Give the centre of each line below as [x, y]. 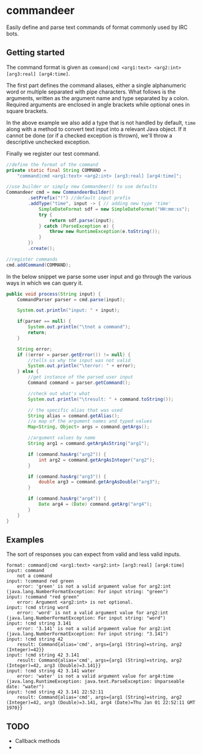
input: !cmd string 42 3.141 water [51, 671]
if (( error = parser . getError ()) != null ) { [74, 355]
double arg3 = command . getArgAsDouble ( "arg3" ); [99, 482]
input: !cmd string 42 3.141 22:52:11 [55, 692]
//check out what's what [59, 393]
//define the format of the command [52, 164]
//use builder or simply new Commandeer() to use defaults [82, 187]
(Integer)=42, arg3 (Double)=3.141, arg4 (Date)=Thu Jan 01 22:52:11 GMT [101, 703]
